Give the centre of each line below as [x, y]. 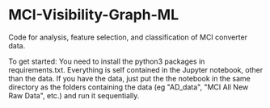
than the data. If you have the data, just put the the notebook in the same [129, 78]
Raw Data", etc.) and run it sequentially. [74, 95]
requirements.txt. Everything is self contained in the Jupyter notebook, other [136, 69]
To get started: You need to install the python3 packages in [107, 61]
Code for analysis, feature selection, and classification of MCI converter [128, 37]
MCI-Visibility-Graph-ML [94, 15]
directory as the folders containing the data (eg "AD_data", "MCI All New [129, 87]
